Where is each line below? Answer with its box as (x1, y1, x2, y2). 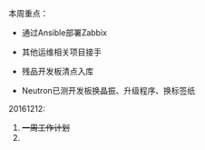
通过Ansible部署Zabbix (21, 27, 108, 38)
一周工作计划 (21, 122, 70, 133)
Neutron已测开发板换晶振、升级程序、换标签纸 (21, 85, 196, 95)
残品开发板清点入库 (21, 66, 94, 76)
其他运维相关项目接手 (21, 46, 102, 57)
